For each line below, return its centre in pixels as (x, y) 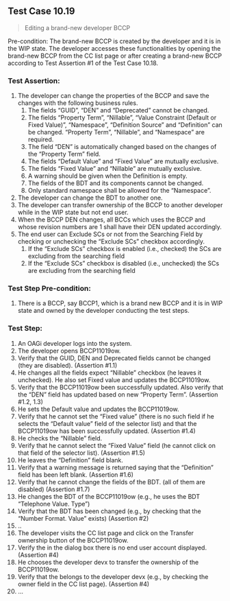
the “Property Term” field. (64, 154)
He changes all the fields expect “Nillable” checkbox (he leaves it (109, 373)
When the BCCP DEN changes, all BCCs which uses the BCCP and (112, 220)
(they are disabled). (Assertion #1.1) (67, 365)
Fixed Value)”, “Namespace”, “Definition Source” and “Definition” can (125, 125)
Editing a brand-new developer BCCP (77, 27)
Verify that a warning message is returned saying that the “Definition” (116, 467)
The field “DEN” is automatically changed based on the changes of (122, 147)
